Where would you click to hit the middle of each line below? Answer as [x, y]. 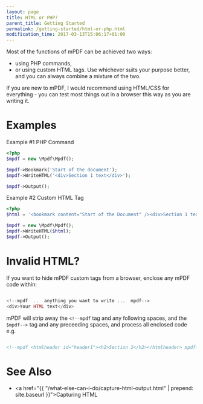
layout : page [23, 12]
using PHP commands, [43, 64]
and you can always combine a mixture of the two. [78, 76]
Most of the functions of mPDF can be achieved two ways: [79, 51]
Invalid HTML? [43, 261]
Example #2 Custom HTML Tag [45, 198]
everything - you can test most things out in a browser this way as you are [99, 94]
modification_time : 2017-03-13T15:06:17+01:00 [66, 35]
